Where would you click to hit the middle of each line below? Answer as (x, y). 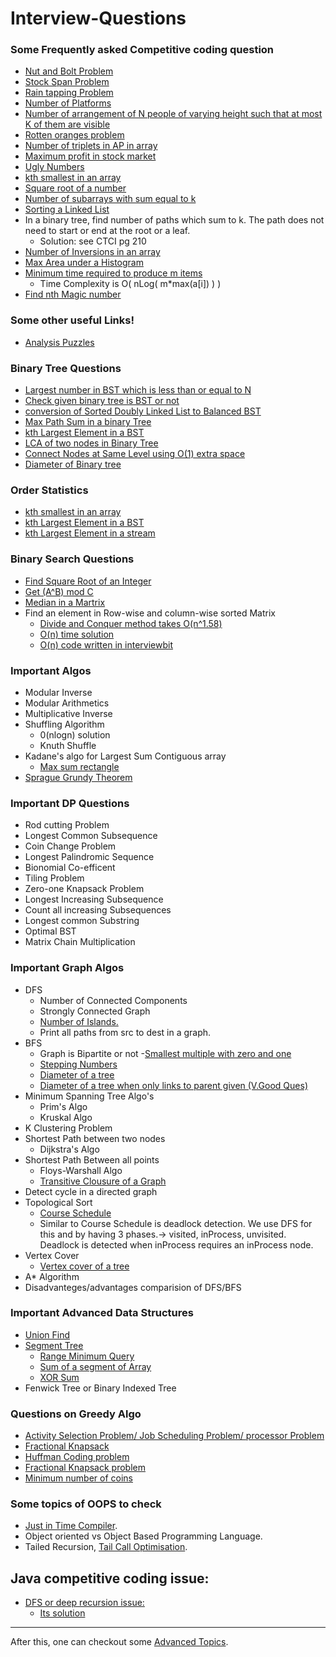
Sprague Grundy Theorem (78, 777)
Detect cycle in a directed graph (91, 1191)
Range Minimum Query (87, 1356)
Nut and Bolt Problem (69, 71)
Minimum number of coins (78, 1478)
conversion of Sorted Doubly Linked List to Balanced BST (143, 411)
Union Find (47, 1334)
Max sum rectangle (79, 766)
